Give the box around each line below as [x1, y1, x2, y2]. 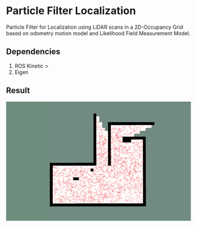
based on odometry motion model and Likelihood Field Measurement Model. [6, 29, 191, 36]
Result [6, 86, 30, 96]
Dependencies [6, 47, 60, 57]
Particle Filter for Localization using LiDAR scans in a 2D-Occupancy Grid [6, 23, 184, 31]
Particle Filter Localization [6, 4, 136, 18]
